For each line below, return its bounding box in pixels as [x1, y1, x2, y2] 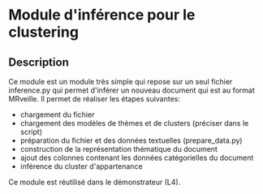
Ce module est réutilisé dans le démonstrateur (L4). [8, 177, 181, 187]
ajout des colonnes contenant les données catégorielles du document [19, 153, 254, 162]
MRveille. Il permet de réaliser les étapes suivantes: [8, 94, 181, 103]
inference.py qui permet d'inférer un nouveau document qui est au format [8, 85, 256, 95]
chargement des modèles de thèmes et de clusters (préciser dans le [19, 119, 249, 127]
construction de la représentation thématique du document [19, 144, 218, 153]
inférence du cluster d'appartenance [19, 162, 144, 171]
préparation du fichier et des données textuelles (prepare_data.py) [19, 136, 243, 145]
